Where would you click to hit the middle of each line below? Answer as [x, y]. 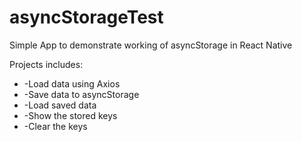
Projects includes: [46, 64]
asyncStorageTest [86, 17]
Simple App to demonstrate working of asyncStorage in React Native [151, 45]
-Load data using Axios [72, 83]
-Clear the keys [55, 126]
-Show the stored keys [70, 115]
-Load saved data [60, 105]
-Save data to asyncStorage [81, 94]
